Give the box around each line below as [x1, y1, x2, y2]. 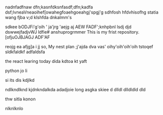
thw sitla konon [5, 96, 36, 102]
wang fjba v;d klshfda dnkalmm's [5, 15, 72, 20]
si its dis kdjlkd [5, 77, 35, 83]
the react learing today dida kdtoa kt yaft [5, 58, 87, 64]
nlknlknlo [5, 106, 23, 111]
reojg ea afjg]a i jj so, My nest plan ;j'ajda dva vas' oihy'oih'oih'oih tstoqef [5, 44, 153, 49]
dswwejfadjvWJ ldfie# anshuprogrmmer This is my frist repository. [5, 29, 140, 35]
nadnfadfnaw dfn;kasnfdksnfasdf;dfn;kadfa [5, 4, 93, 10]
